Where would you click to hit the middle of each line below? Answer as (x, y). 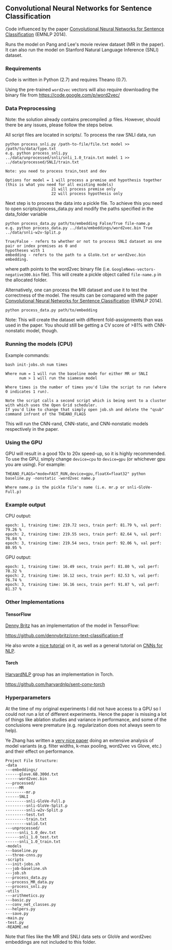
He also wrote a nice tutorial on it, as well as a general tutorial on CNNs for (84, 645)
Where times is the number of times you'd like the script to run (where (86, 387)
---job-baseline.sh (26, 868)
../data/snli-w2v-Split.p (33, 233)
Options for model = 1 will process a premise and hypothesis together (83, 180)
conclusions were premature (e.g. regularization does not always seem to (83, 725)
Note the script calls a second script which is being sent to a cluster (86, 401)
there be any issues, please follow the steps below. (59, 125)
